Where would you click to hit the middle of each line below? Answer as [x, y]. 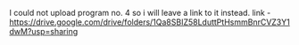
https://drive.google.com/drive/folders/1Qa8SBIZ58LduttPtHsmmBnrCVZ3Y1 [149, 22]
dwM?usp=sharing [44, 31]
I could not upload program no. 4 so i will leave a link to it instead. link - [140, 13]
